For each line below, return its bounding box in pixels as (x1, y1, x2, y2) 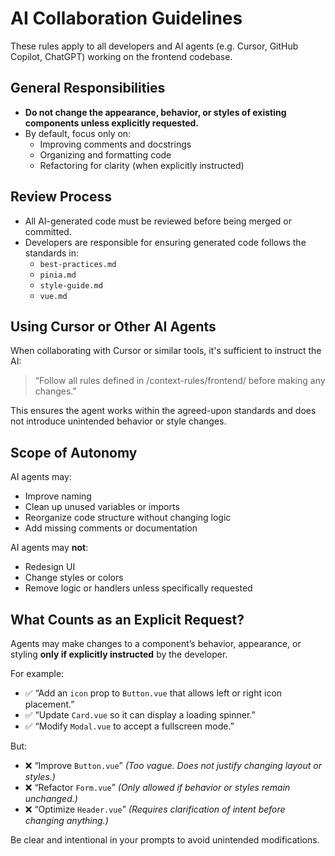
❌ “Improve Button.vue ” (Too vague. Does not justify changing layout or (24, 760, 322, 771)
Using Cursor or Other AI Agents (10, 318, 217, 335)
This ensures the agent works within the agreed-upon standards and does (10, 405, 317, 417)
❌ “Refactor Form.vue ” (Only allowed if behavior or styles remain (24, 782, 291, 793)
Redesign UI (24, 561, 76, 573)
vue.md (39, 291, 68, 301)
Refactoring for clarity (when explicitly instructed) (39, 159, 245, 171)
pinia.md (39, 270, 77, 280)
